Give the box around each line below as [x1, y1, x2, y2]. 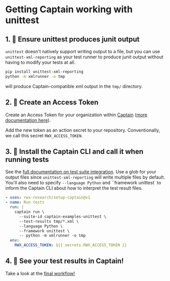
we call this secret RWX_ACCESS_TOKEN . [5, 132, 83, 139]
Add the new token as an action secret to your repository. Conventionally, [5, 127, 160, 133]
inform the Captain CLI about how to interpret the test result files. [5, 185, 143, 191]
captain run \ [14, 209, 45, 214]
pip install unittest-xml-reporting [5, 69, 83, 74]
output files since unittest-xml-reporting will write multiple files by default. [5, 174, 165, 180]
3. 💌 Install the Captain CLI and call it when [5, 147, 143, 156]
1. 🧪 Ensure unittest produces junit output [5, 35, 140, 44]
